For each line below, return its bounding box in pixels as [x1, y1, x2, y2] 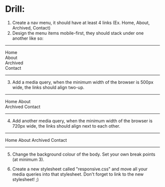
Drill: [5, 3, 25, 15]
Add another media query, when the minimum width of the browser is [12, 118, 153, 124]
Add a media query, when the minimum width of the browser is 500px [12, 79, 154, 85]
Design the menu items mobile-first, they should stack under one [12, 30, 144, 36]
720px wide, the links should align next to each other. [12, 123, 120, 129]
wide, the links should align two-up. [12, 84, 84, 90]
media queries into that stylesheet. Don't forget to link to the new [12, 171, 144, 177]
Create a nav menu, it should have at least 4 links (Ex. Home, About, [12, 20, 150, 26]
